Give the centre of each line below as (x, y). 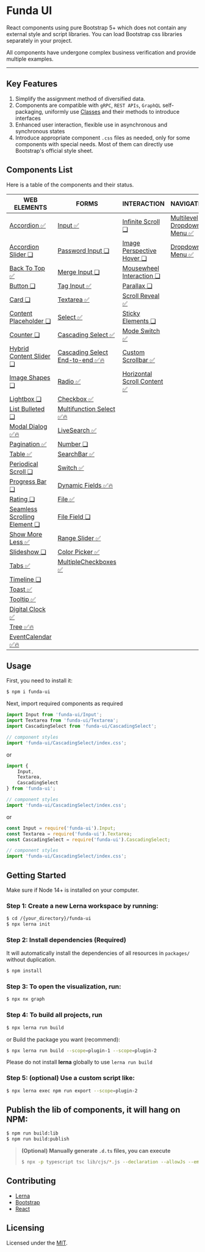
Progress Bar (28, 481)
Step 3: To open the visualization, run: (64, 987)
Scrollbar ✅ (139, 360)
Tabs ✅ (20, 565)
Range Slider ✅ (79, 538)
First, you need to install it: (40, 681)
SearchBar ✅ (76, 454)
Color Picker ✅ (79, 552)
